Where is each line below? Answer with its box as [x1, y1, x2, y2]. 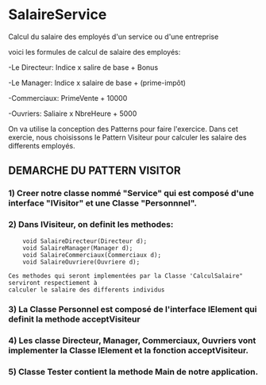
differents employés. [8, 141, 75, 150]
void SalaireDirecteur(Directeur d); [22, 237, 148, 245]
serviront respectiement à [8, 279, 98, 287]
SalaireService [8, 6, 107, 24]
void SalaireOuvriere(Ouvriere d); [22, 258, 141, 266]
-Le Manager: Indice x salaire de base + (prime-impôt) [8, 78, 187, 87]
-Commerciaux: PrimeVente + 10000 [8, 93, 128, 102]
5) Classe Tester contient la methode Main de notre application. [8, 367, 259, 378]
